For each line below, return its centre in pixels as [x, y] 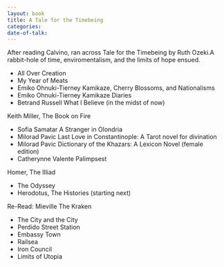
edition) [28, 151]
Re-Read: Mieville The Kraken [49, 206]
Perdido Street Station [49, 227]
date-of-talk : [28, 33]
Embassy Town [39, 234]
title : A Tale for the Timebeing [55, 20]
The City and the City [47, 220]
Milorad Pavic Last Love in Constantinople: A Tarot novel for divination [117, 137]
